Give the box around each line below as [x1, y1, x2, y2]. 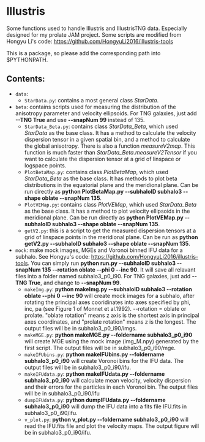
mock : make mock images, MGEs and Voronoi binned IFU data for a [15, 246, 183, 254]
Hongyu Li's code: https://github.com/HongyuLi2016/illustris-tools [6, 37, 173, 45]
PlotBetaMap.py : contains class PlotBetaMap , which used [24, 168, 169, 175]
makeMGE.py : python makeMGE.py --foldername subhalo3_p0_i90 [24, 331, 193, 338]
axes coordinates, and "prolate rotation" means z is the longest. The [24, 318, 196, 326]
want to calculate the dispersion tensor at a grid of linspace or [24, 155, 181, 162]
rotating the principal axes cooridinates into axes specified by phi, [24, 299, 191, 306]
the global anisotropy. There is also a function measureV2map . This [24, 142, 195, 150]
